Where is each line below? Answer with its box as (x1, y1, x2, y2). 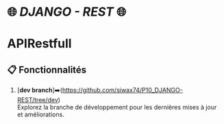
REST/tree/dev (16, 96, 58, 104)
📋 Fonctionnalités (7, 64, 87, 75)
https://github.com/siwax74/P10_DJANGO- (62, 86, 183, 95)
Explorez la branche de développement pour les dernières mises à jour (16, 103, 217, 112)
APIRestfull (7, 36, 72, 51)
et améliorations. (16, 110, 65, 119)
